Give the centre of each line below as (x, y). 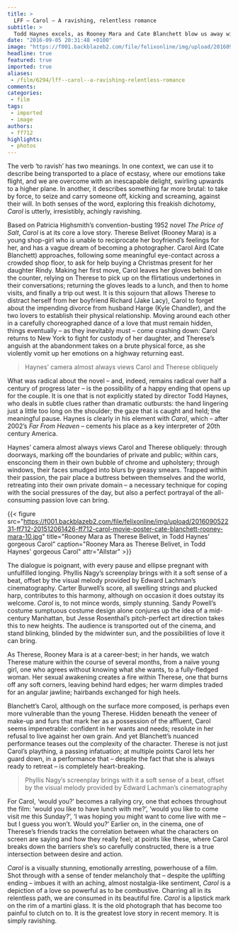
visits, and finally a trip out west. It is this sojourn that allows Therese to (112, 293)
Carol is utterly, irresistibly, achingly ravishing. (75, 212)
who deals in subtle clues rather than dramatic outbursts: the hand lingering (118, 404)
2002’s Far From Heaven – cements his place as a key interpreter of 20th (114, 426)
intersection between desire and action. (65, 854)
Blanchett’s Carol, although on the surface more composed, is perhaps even (118, 706)
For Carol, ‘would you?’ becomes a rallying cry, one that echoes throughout (117, 801)
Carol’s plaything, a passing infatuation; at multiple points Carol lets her (111, 751)
